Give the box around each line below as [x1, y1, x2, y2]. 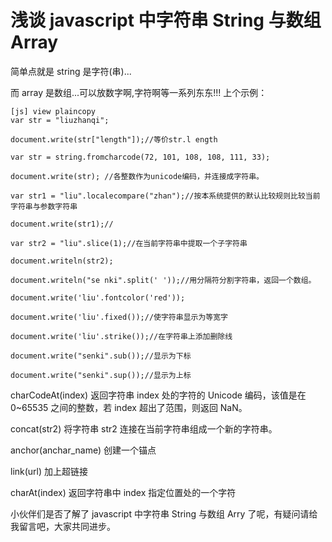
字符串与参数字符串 [10, 201, 78, 211]
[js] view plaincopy [10, 106, 97, 116]
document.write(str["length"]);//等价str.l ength [10, 134, 218, 145]
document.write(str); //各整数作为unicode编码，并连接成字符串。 [10, 171, 265, 181]
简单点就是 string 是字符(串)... [10, 65, 132, 77]
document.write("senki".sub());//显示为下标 [10, 351, 192, 361]
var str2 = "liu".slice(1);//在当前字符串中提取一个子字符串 [10, 238, 248, 248]
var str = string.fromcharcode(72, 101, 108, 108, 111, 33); [10, 152, 271, 162]
